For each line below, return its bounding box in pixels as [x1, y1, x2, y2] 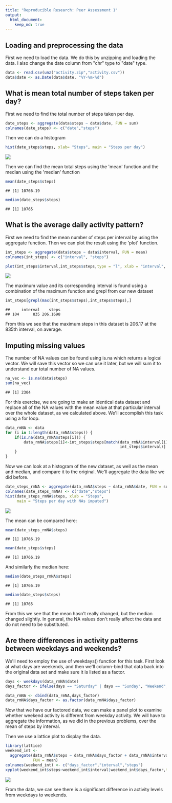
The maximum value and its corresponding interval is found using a [5, 282, 147, 289]
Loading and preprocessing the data [5, 41, 123, 49]
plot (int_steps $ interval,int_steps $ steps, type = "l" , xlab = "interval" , [5, 263, 166, 269]
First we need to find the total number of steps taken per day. [5, 111, 135, 117]
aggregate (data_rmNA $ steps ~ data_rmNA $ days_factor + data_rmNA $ [10, 753, 153, 758]
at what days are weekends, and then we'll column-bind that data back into [5, 663, 164, 669]
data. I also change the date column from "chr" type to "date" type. [5, 60, 147, 66]
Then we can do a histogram [5, 135, 66, 141]
